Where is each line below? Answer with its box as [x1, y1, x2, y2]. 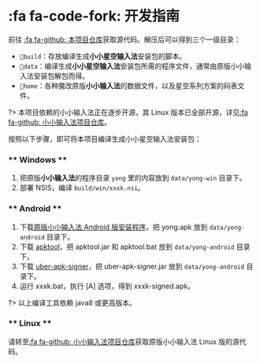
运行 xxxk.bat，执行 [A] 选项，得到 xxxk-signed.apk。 [19, 281, 195, 291]
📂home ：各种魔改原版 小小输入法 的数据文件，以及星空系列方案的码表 [19, 80, 238, 91]
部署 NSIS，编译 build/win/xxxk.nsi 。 [19, 183, 145, 193]
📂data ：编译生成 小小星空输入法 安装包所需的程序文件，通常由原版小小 [19, 61, 245, 71]
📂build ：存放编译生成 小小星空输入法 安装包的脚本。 [19, 51, 187, 61]
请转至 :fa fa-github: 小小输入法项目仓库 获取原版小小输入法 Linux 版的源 [8, 336, 240, 346]
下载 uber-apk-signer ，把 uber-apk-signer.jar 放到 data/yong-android [19, 261, 245, 271]
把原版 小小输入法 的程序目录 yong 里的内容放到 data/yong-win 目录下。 [19, 173, 247, 183]
